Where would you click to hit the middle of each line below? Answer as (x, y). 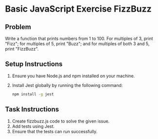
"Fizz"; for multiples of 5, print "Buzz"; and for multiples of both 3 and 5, (77, 44)
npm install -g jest (33, 94)
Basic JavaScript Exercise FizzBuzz (78, 9)
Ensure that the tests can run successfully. (55, 131)
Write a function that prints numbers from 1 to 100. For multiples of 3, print (79, 38)
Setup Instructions (34, 64)
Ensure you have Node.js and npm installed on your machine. (73, 76)
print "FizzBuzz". (22, 49)
